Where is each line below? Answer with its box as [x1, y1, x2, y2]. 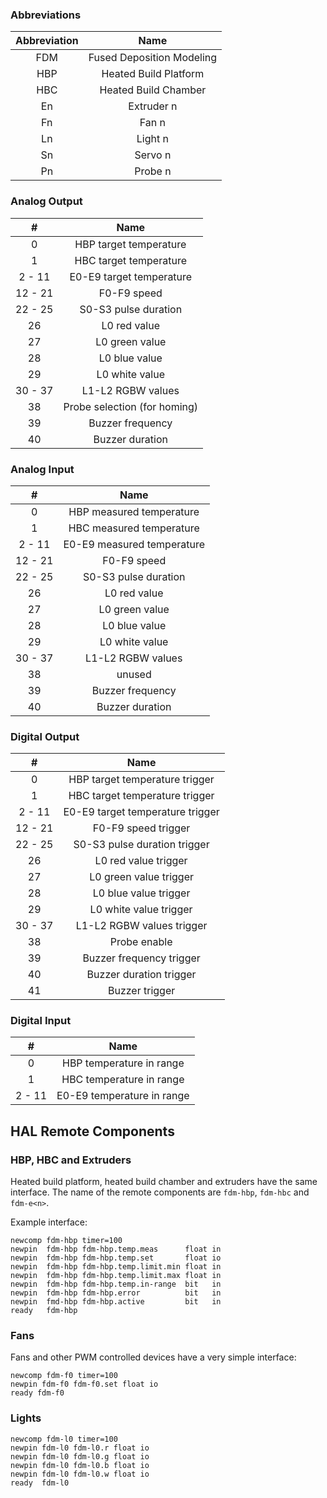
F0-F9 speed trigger [92, 821, 191, 835]
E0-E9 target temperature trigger [63, 805, 220, 819]
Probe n [134, 164, 172, 178]
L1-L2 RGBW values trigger [75, 919, 208, 933]
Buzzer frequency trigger [82, 951, 201, 965]
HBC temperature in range [61, 1073, 185, 1087]
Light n [136, 132, 169, 146]
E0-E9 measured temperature [63, 537, 206, 551]
